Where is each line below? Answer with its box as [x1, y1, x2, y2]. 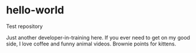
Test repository [6, 23, 43, 30]
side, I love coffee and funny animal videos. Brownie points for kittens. [6, 40, 177, 47]
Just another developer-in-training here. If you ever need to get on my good [6, 34, 190, 41]
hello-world [6, 3, 65, 17]
